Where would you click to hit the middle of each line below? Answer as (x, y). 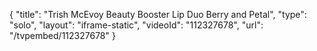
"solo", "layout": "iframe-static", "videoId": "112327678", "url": (136, 25)
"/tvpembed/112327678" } (62, 35)
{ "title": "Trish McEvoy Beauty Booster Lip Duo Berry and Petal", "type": (158, 14)
